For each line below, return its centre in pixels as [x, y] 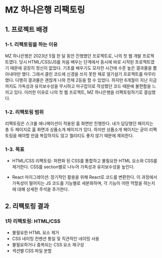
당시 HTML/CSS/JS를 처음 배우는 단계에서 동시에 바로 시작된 [77, 62]
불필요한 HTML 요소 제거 [36, 233]
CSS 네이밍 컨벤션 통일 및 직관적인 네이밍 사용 [56, 239]
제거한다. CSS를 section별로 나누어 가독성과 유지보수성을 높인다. [73, 167]
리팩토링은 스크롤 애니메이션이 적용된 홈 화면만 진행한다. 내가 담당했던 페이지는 [79, 124]
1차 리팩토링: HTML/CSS [33, 221]
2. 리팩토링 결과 [27, 206]
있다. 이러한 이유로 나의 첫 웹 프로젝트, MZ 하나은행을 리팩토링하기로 [78, 92]
